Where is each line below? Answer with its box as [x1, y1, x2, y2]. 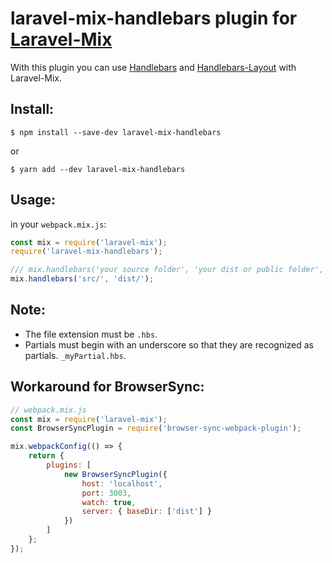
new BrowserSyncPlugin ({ [63, 469, 168, 479]
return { [28, 451, 65, 461]
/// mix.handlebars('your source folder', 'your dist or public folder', [10, 265, 325, 275]
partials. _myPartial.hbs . [24, 349, 127, 361]
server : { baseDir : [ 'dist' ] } [81, 507, 213, 517]
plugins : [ [46, 460, 92, 471]
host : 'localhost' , [81, 478, 163, 489]
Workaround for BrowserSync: [10, 378, 205, 396]
